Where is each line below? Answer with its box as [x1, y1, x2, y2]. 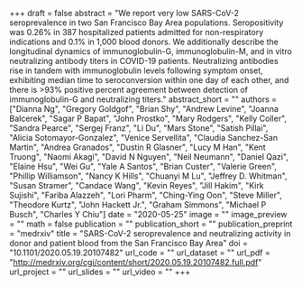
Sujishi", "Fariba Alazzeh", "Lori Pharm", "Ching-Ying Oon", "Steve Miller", [9, 189, 282, 200]
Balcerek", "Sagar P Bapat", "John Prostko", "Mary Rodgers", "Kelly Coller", [9, 113, 287, 124]
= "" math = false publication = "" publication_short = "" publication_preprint [9, 218, 293, 229]
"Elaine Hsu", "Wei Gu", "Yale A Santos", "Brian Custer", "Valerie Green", [9, 161, 278, 171]
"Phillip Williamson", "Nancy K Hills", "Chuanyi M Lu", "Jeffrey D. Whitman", [9, 171, 288, 181]
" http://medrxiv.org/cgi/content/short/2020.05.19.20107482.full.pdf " [9, 257, 262, 267]
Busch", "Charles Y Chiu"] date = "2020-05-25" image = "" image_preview [9, 209, 288, 219]
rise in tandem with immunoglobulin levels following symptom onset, [9, 65, 263, 76]
